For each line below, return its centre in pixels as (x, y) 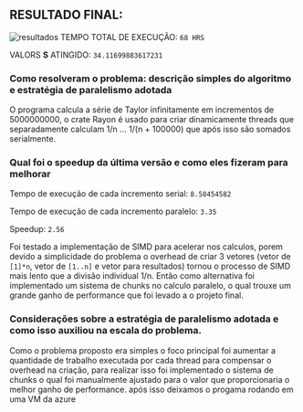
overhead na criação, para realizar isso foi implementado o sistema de (141, 370)
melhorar (30, 174)
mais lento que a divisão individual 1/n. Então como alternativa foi (132, 276)
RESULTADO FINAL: (66, 15)
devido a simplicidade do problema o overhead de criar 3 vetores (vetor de (150, 257)
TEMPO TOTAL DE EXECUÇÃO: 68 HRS (133, 37)
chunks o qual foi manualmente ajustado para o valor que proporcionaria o (150, 379)
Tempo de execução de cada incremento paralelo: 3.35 (113, 211)
